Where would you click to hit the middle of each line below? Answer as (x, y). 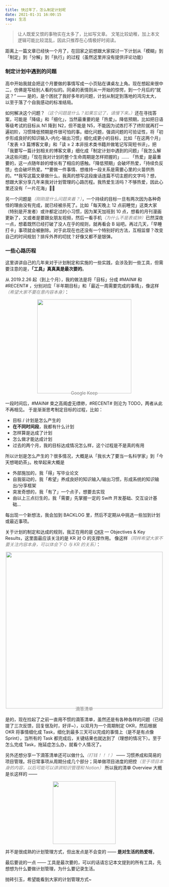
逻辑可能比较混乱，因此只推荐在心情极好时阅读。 (68, 40)
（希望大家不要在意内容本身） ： (37, 292)
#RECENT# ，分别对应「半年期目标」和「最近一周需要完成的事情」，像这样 (82, 285)
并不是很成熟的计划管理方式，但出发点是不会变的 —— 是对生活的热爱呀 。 (81, 851)
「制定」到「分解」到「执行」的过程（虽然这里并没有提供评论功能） (75, 57)
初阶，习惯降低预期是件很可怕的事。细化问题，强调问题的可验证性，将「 (84, 131)
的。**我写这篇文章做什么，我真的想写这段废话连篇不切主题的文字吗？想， (82, 176)
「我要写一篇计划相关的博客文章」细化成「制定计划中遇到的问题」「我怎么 (81, 151)
